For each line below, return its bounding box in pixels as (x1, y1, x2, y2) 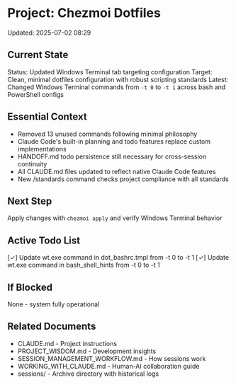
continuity (17, 159, 47, 168)
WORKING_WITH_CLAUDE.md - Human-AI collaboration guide (17, 362, 200, 370)
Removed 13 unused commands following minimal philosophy (17, 130, 198, 138)
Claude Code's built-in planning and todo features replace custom (17, 137, 211, 146)
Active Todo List (7, 234, 80, 246)
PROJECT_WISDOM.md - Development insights (17, 347, 157, 355)
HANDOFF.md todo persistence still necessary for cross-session (17, 152, 207, 161)
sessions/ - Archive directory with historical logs (17, 369, 159, 378)
